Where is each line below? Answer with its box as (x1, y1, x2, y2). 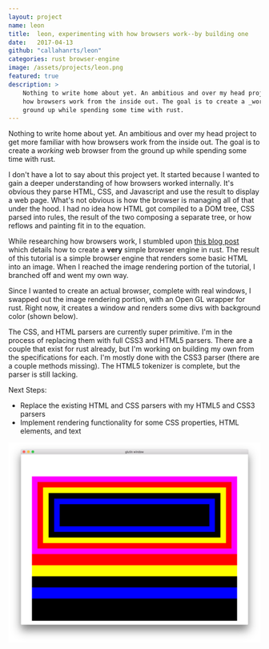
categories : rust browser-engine (8, 55, 120, 63)
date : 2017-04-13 (8, 38, 74, 46)
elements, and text (19, 426, 82, 436)
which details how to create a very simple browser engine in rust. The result (8, 245, 260, 255)
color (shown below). (8, 312, 78, 321)
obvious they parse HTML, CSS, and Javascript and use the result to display (8, 187, 260, 196)
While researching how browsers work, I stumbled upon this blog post (8, 236, 239, 246)
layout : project (8, 13, 62, 21)
